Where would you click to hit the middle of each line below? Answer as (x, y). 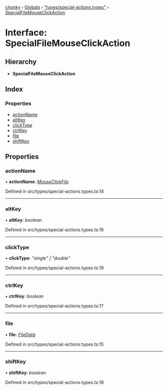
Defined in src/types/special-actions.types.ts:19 (54, 268)
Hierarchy (21, 62)
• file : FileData (20, 335)
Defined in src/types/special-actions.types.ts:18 (54, 382)
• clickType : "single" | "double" (38, 258)
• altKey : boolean (23, 220)
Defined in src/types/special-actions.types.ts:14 (54, 191)
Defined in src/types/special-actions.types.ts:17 (54, 306)
